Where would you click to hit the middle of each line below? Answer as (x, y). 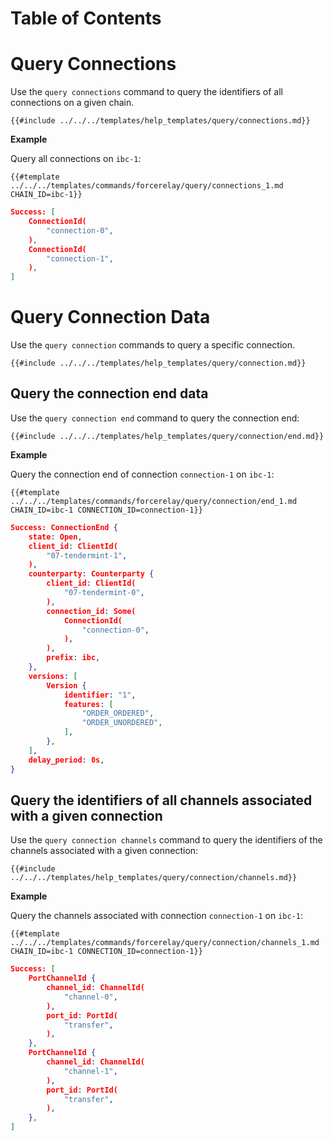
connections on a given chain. (72, 103)
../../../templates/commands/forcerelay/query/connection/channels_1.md (165, 943)
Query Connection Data (110, 317)
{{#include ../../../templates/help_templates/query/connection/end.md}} (167, 436)
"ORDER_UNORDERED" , (122, 723)
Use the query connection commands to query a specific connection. (152, 345)
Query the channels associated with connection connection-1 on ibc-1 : (156, 916)
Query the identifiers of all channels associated (161, 800)
